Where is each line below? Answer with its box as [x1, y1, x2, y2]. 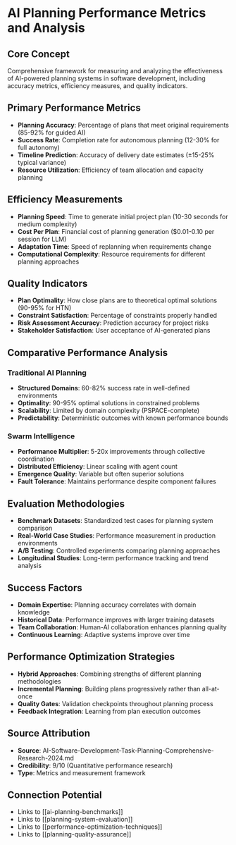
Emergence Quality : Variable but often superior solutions [17, 470, 185, 479]
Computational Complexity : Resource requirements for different [17, 249, 206, 258]
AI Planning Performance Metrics [7, 5, 206, 21]
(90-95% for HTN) [17, 304, 72, 312]
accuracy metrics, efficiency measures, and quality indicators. [7, 82, 188, 90]
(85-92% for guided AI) [17, 128, 86, 137]
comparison [17, 524, 53, 533]
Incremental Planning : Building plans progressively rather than [17, 684, 201, 693]
